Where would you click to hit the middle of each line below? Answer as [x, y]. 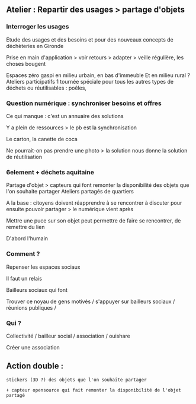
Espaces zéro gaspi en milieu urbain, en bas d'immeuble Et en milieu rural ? [98, 75]
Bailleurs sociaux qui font [37, 290]
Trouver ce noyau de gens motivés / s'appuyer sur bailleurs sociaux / [91, 301]
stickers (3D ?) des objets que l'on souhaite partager [76, 380]
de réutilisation [24, 157]
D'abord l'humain [27, 238]
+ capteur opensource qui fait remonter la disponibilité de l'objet [94, 390]
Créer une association [33, 347]
